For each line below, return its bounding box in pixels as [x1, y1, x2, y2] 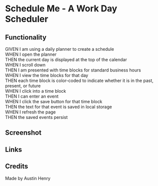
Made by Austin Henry [5, 175, 51, 181]
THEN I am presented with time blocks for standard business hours [5, 67, 141, 73]
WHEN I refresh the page [5, 109, 56, 115]
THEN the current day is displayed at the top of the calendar [5, 57, 127, 62]
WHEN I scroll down [5, 62, 46, 68]
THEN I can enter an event [5, 93, 59, 99]
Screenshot [5, 129, 42, 137]
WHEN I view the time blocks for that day [5, 73, 89, 78]
